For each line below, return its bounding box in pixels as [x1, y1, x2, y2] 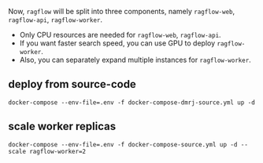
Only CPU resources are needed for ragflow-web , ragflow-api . [19, 31, 222, 39]
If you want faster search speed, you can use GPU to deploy [19, 38, 216, 48]
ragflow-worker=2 [28, 147, 87, 155]
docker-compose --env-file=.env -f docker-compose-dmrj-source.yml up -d [8, 98, 256, 107]
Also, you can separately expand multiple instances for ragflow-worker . [19, 55, 252, 64]
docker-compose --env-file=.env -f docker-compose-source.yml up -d [8, 140, 238, 148]
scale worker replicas [8, 120, 117, 133]
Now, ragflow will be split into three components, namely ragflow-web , [8, 7, 235, 16]
